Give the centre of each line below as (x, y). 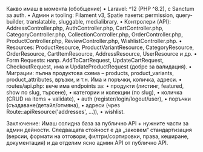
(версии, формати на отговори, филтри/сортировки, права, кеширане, (98, 136)
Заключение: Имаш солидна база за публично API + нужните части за (98, 123)
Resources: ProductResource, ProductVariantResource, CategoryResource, (100, 47)
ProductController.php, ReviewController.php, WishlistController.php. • (94, 41)
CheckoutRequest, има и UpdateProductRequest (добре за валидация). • (99, 67)
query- (184, 15)
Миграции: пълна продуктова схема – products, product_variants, (90, 73)
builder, (16, 21)
